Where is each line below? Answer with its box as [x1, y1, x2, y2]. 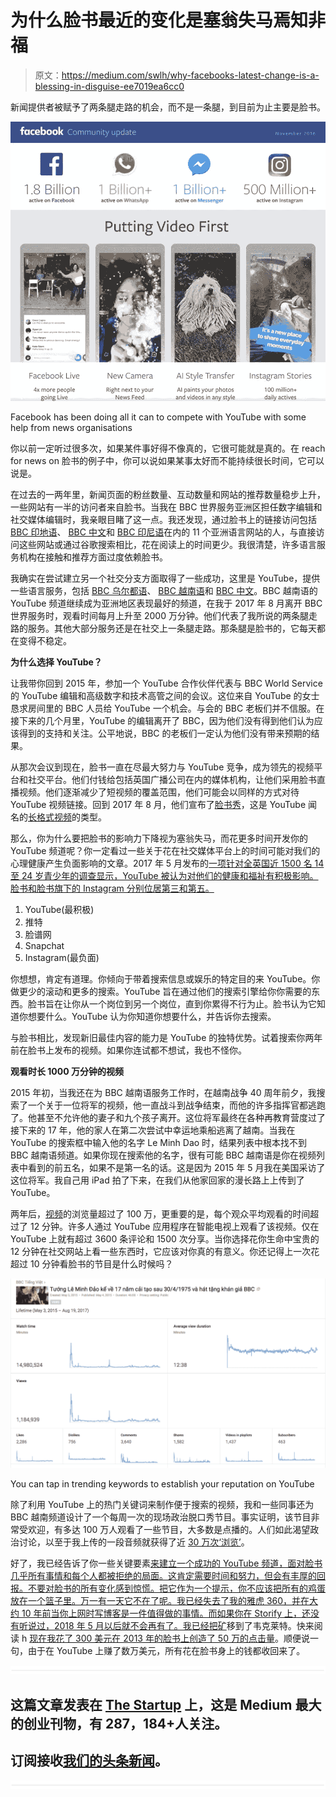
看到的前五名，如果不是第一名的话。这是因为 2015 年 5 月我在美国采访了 [27, 1161, 326, 1173]
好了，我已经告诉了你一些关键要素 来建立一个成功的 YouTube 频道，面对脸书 [10, 1557, 323, 1570]
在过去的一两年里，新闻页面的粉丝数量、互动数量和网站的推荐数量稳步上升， [10, 488, 326, 500]
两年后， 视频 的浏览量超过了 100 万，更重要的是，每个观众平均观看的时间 [10, 1207, 311, 1220]
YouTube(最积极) [24, 903, 95, 915]
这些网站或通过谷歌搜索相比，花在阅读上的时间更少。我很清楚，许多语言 [18, 538, 317, 550]
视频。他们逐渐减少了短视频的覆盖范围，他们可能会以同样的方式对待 [18, 786, 300, 798]
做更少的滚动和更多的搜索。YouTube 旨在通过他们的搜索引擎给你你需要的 [10, 985, 312, 997]
